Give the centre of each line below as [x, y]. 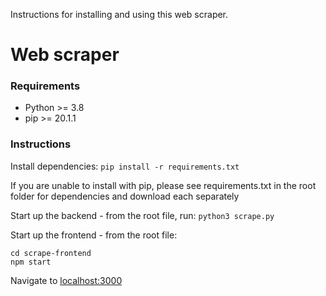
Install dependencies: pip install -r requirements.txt [125, 166]
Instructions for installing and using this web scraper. [119, 14]
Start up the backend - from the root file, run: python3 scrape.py [142, 215]
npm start [31, 262]
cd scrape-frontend [51, 253]
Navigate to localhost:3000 [66, 280]
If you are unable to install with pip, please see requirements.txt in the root [163, 185]
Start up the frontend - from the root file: [94, 235]
